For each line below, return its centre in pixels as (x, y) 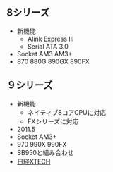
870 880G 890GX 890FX (53, 61)
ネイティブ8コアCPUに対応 (67, 112)
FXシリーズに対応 (53, 121)
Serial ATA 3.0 (48, 46)
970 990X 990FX (42, 144)
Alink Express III (50, 39)
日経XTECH (34, 161)
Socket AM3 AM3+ (44, 54)
